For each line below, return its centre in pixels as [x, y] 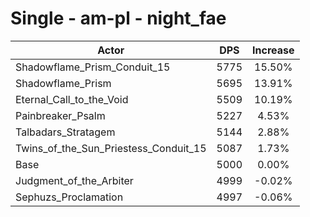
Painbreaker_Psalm [60, 115]
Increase [273, 50]
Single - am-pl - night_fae [118, 18]
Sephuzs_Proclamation [69, 197]
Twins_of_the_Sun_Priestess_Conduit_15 [111, 148]
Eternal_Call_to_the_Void [72, 99]
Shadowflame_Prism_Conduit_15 [93, 67]
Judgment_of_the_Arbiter [74, 180]
